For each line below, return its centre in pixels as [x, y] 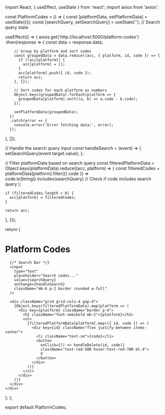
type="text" [26, 271]
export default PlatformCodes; [36, 407]
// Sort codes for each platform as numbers [61, 90]
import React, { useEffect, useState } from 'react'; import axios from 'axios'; [82, 7]
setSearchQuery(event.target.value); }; [44, 153]
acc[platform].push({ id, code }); [55, 73]
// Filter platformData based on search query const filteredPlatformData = [80, 163]
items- [140, 327]
